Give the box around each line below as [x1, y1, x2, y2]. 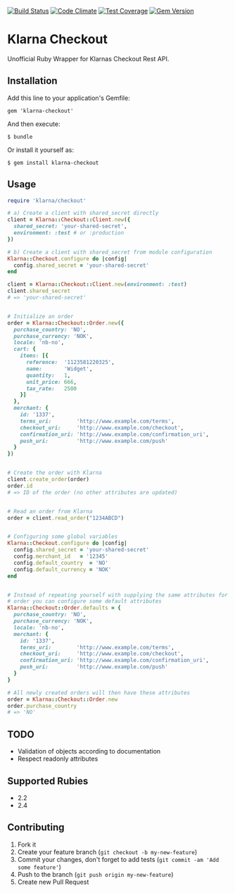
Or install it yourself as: [7, 145, 74, 154]
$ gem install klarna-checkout [7, 159, 99, 166]
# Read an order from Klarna [7, 508, 93, 515]
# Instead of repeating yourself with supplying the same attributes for [7, 592, 229, 599]
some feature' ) [17, 863, 61, 871]
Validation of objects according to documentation [17, 747, 161, 756]
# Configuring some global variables [7, 533, 118, 540]
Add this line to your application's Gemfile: [7, 94, 130, 102]
